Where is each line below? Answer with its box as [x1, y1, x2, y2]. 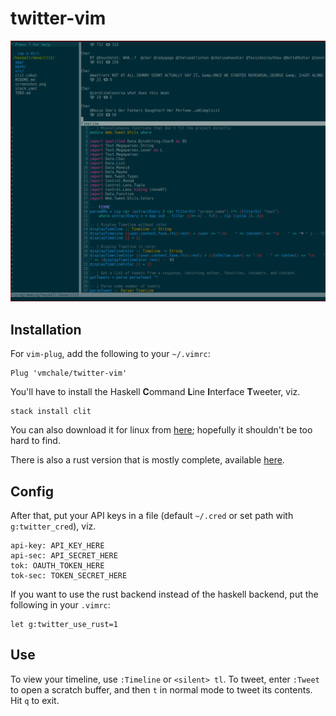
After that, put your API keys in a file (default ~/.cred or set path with [10, 509, 294, 521]
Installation [10, 321, 82, 338]
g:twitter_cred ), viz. [10, 520, 97, 532]
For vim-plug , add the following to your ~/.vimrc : [10, 348, 211, 360]
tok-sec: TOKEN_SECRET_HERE [10, 570, 128, 581]
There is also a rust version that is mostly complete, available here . [10, 454, 285, 466]
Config [10, 483, 54, 500]
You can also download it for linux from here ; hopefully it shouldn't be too [10, 424, 313, 436]
